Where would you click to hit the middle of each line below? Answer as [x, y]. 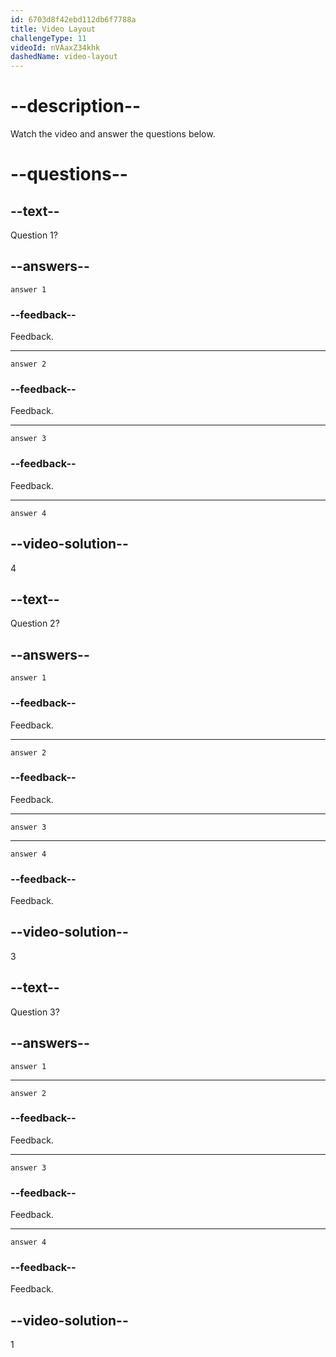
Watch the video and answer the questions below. [113, 134]
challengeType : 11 [48, 38]
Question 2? [35, 623]
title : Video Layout [53, 29]
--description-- [76, 106]
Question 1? [34, 235]
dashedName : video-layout [64, 57]
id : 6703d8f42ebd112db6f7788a [73, 19]
